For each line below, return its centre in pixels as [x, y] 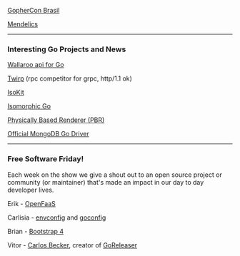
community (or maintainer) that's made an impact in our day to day [106, 182]
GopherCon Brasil [34, 10]
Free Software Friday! [46, 159]
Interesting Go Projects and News [67, 49]
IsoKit [16, 93]
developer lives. [31, 190]
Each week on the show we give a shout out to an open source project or [115, 175]
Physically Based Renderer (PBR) [56, 120]
